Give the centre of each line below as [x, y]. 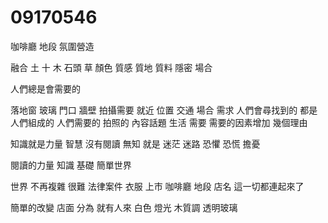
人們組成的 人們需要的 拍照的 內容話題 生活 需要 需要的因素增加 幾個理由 [159, 122]
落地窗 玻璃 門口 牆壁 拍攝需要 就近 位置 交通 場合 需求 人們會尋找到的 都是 [164, 110]
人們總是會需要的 [45, 88]
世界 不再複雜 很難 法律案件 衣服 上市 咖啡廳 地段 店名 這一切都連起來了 [157, 186]
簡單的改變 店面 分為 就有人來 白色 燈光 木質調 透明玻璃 [124, 207]
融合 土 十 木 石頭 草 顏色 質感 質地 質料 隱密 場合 [111, 67]
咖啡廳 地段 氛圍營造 [52, 46]
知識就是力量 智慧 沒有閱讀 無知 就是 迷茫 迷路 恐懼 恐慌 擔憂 [135, 143]
